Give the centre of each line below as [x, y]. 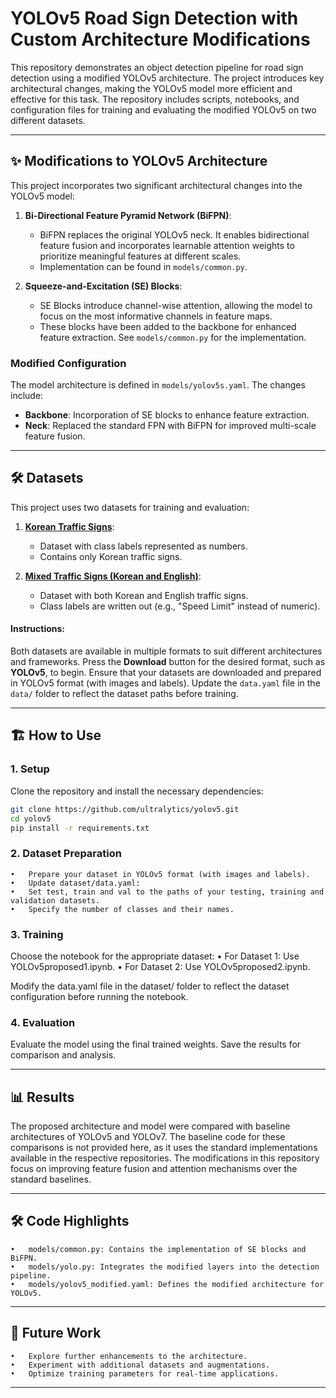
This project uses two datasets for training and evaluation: [130, 507]
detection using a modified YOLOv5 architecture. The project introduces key [167, 78]
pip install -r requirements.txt [80, 828]
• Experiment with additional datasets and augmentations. [140, 1365]
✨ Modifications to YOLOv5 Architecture [139, 161]
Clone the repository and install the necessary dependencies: [137, 791]
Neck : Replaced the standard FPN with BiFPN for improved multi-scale [170, 426]
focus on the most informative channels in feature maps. [156, 316]
